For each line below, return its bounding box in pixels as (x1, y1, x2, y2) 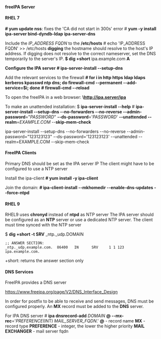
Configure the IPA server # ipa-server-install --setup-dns (5, 65, 123, 71)
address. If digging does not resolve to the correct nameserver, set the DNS (5, 50, 156, 56)
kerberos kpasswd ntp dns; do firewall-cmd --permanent (5, 80, 122, 85)
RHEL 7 (5, 15, 20, 21)
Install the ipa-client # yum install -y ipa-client (5, 175, 98, 181)
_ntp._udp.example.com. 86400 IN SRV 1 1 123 (5, 245, 124, 250)
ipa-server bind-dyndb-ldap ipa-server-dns (5, 31, 96, 36)
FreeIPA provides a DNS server (5, 279, 67, 286)
